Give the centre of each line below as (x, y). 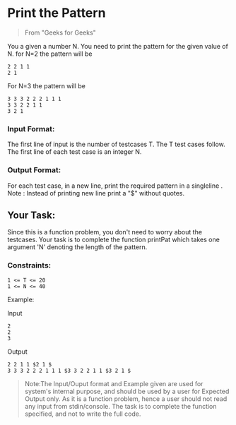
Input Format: (31, 128)
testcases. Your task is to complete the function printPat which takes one (114, 240)
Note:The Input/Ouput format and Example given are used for (114, 383)
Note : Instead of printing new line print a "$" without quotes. (96, 193)
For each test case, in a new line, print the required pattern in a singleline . (115, 186)
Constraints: (29, 265)
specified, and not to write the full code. (83, 414)
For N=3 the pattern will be (47, 85)
